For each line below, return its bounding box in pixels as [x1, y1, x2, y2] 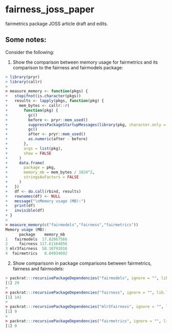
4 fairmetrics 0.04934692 [5, 251, 68, 256]
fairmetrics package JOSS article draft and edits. [5, 21, 109, 27]
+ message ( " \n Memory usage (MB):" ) [5, 199, 86, 204]
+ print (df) [5, 203, 36, 208]
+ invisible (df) [5, 208, 45, 213]
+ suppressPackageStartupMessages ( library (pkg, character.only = [5, 122, 166, 127]
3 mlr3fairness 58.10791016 [5, 246, 68, 251]
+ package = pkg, [5, 165, 56, 170]
